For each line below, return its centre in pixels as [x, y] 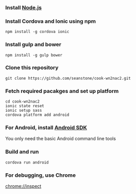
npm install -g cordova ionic [37, 32]
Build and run [22, 152]
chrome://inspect [23, 186]
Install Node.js [23, 8]
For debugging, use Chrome [40, 175]
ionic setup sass [24, 111]
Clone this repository [32, 68]
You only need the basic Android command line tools [61, 139]
